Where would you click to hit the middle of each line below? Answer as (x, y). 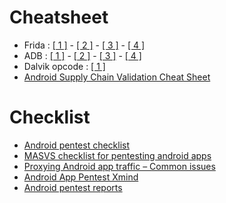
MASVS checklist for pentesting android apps (117, 155)
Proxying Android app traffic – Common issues (119, 166)
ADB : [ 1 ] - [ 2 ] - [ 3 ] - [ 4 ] (82, 55)
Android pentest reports (73, 187)
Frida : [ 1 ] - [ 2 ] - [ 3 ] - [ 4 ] (84, 45)
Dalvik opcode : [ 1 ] (64, 66)
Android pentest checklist (77, 145)
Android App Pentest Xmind (81, 177)
